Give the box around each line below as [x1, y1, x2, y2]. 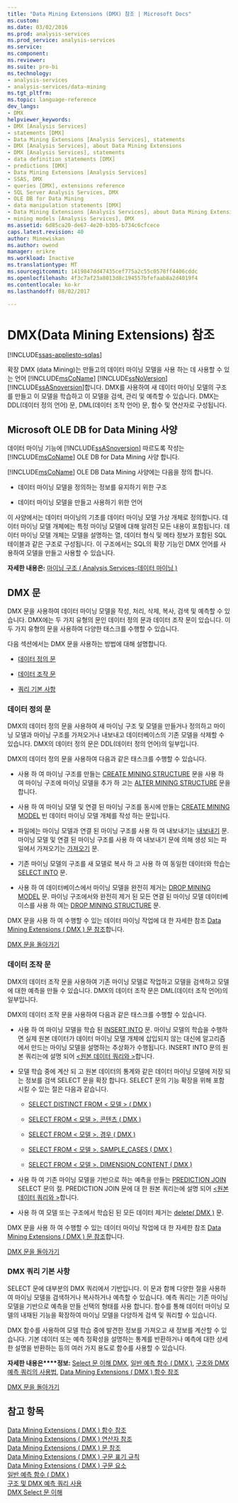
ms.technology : [7, 70, 52, 77]
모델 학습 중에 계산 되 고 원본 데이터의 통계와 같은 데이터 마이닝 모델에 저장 [17, 1067, 224, 1075]
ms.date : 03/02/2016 [7, 23, 69, 31]
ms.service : [7, 43, 42, 50]
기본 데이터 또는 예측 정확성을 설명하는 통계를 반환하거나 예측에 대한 [28, 1335, 215, 1343]
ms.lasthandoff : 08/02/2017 [7, 288, 91, 295]
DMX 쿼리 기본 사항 [7, 1266, 71, 1276]
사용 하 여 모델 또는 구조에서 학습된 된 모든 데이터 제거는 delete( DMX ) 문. [17, 1208, 225, 1217]
